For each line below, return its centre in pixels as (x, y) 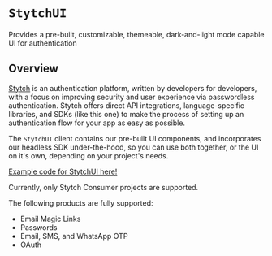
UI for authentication (43, 43)
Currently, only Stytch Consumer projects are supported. (104, 187)
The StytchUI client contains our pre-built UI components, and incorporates (135, 138)
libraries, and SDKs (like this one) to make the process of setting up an (126, 114)
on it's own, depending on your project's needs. (89, 155)
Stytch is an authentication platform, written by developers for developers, (133, 88)
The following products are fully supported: (81, 203)
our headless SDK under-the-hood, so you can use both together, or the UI (134, 147)
